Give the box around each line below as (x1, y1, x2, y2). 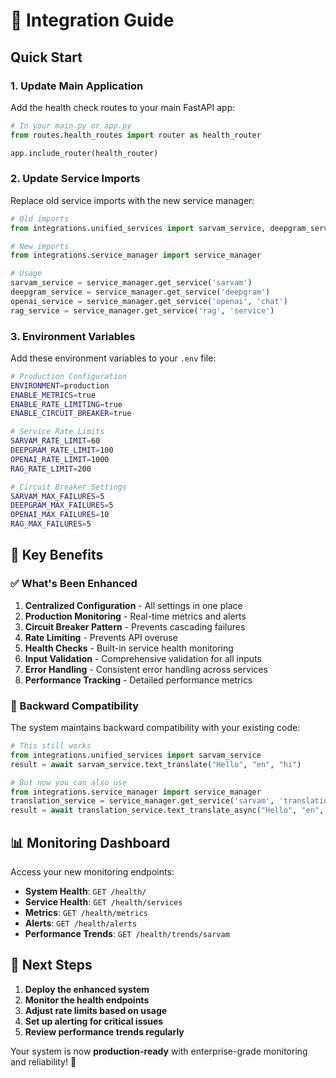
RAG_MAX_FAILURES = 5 (10, 519, 92, 529)
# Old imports (10, 214, 70, 224)
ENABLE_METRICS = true (10, 390, 97, 400)
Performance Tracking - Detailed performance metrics (24, 674, 253, 686)
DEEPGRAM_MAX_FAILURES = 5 (10, 500, 114, 511)
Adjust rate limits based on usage (24, 1004, 168, 1016)
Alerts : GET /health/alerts (24, 917, 138, 929)
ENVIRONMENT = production (10, 380, 110, 391)
